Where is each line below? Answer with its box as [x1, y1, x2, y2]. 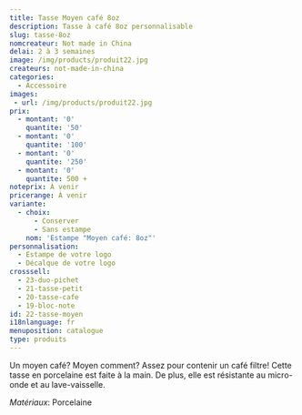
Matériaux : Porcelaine [9, 397, 93, 408]
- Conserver [33, 216, 79, 226]
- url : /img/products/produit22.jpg [13, 97, 153, 107]
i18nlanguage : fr [9, 318, 75, 328]
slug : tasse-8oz [9, 30, 71, 39]
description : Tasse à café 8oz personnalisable [9, 22, 194, 31]
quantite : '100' [25, 140, 88, 149]
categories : [9, 73, 55, 82]
